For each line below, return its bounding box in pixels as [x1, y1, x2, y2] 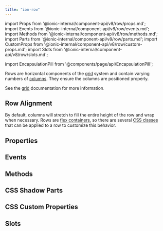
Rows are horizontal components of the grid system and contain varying [5, 70, 150, 76]
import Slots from [28, 46, 63, 52]
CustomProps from [5, 41, 43, 47]
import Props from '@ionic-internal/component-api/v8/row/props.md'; [5, 20, 146, 26]
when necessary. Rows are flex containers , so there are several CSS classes [5, 117, 158, 123]
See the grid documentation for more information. [5, 85, 105, 91]
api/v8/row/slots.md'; [5, 52, 48, 58]
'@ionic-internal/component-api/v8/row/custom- [44, 41, 143, 47]
